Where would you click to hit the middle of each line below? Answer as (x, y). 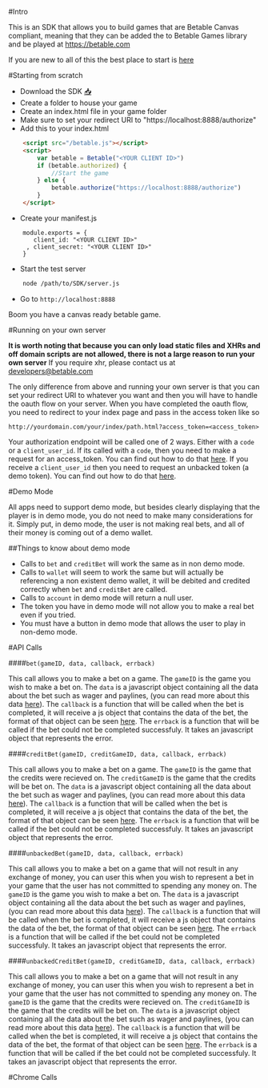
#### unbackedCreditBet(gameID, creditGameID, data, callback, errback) (132, 960)
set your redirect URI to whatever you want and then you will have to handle (133, 395)
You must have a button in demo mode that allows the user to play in (133, 623)
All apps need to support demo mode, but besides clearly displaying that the (134, 507)
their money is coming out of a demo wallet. (81, 532)
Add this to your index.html (64, 128)
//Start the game (80, 173)
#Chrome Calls (33, 1077)
